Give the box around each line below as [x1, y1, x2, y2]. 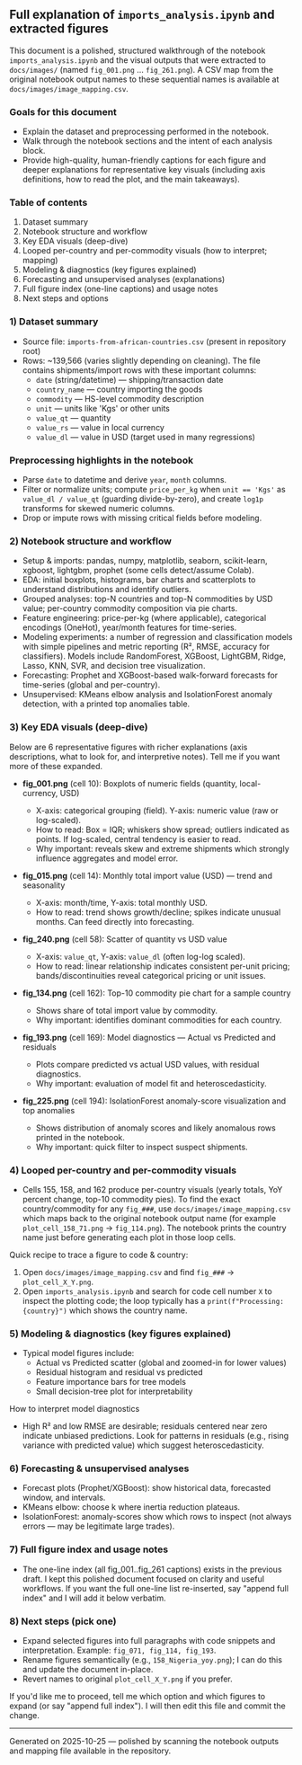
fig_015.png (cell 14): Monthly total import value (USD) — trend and [22, 870, 272, 881]
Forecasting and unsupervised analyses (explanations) [22, 274, 226, 285]
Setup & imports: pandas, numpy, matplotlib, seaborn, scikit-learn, [22, 555, 268, 566]
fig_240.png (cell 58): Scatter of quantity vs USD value [22, 934, 227, 945]
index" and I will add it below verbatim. [22, 1592, 166, 1603]
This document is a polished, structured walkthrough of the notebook [9, 45, 266, 56]
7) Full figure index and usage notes [9, 1543, 169, 1556]
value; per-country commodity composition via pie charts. [22, 603, 238, 614]
